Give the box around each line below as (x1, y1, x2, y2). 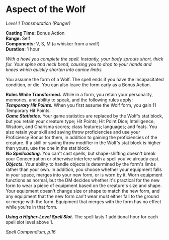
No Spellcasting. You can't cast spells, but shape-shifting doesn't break (6, 150, 156, 156)
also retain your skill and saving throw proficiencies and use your (6, 129, 140, 135)
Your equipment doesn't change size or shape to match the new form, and (6, 188, 160, 194)
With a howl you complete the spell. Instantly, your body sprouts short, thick (6, 55, 164, 62)
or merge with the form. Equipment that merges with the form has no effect (6, 198, 161, 205)
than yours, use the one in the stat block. (6, 145, 91, 151)
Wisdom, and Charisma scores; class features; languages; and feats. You (6, 124, 157, 130)
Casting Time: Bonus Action (6, 30, 65, 36)
